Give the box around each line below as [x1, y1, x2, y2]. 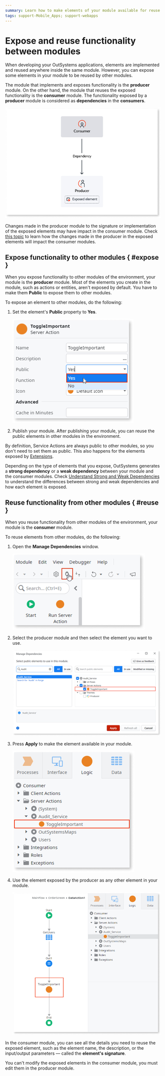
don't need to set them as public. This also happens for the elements [5, 448, 145, 454]
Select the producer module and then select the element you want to [12, 635, 152, 641]
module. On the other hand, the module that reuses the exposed [5, 87, 136, 94]
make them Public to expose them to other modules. [5, 290, 112, 296]
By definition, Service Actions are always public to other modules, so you [5, 443, 154, 449]
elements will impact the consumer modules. [5, 239, 96, 245]
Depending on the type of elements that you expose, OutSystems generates [5, 463, 160, 469]
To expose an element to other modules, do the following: [5, 299, 123, 305]
